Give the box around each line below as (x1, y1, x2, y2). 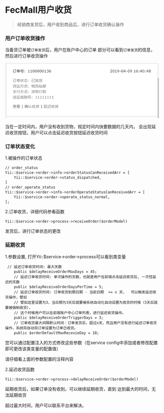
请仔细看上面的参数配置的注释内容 (5, 356, 74, 362)
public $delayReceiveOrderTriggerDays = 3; (14, 315, 104, 320)
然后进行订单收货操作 (5, 53, 48, 59)
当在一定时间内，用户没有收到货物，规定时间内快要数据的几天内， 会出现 (5, 123, 152, 129)
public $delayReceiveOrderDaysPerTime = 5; (14, 284, 104, 289)
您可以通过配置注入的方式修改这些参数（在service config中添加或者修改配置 (5, 339, 158, 345)
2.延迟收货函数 (5, 366, 35, 372)
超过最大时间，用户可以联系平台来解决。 (5, 402, 86, 408)
